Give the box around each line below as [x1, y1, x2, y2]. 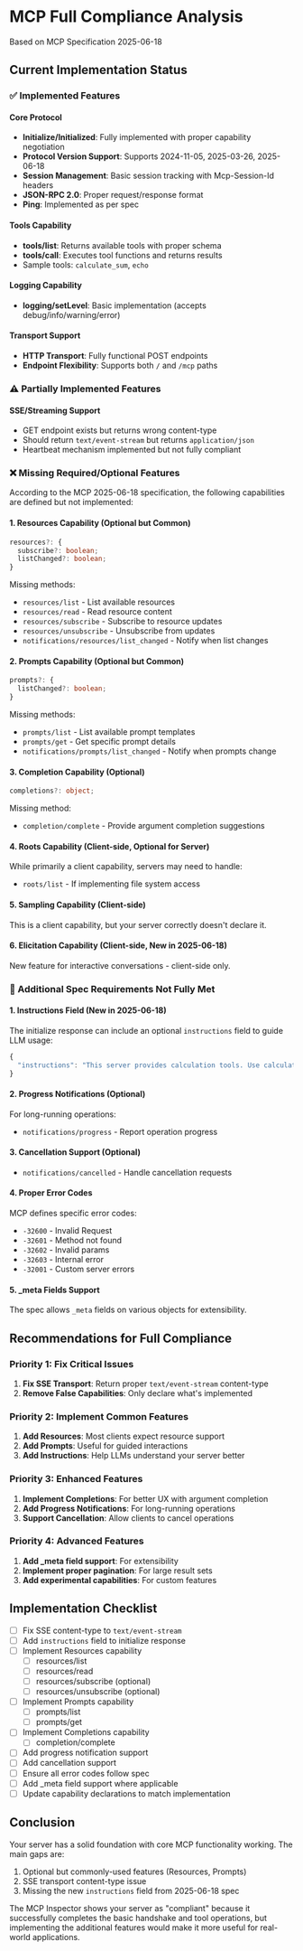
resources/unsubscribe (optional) [35, 1686, 161, 1697]
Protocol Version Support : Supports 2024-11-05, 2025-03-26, [22, 151, 256, 162]
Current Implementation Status [9, 62, 188, 78]
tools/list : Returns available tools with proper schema [22, 239, 222, 250]
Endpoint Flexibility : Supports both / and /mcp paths [22, 360, 218, 371]
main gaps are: [9, 1848, 65, 1859]
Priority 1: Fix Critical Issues [9, 1357, 134, 1370]
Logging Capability [9, 280, 83, 291]
